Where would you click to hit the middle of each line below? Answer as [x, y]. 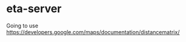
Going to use [22, 26]
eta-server [34, 9]
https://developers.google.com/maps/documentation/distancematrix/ [93, 32]
